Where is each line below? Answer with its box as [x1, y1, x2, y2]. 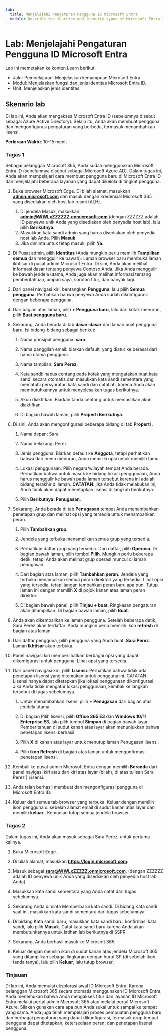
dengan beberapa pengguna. [12, 297, 73, 303]
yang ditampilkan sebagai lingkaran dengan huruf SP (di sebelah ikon [12, 953, 156, 960]
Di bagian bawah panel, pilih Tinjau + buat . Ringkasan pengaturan [20, 602, 157, 608]
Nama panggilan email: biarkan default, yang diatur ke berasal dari [20, 346, 157, 352]
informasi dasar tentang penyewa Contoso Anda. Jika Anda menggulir [12, 266, 157, 272]
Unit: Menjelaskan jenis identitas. [12, 85, 81, 91]
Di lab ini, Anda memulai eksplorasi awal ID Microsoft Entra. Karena [5, 983, 144, 989]
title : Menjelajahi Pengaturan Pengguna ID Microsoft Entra [10, 12, 138, 17]
